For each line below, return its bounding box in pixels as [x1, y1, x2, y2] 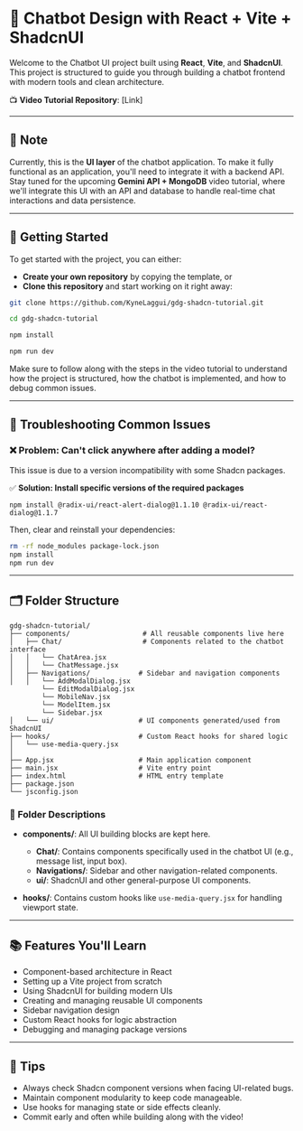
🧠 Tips [9, 1059, 46, 1074]
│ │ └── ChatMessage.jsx [9, 661, 119, 670]
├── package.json [9, 780, 75, 789]
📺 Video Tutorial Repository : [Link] [9, 94, 143, 105]
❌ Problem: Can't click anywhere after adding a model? [9, 444, 255, 457]
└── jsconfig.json [9, 788, 78, 797]
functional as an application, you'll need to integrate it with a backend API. [9, 166, 285, 177]
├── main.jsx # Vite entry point [9, 763, 212, 773]
